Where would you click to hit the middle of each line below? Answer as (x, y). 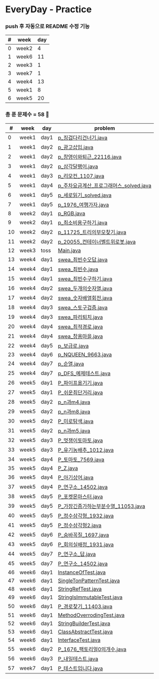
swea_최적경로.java (81, 326)
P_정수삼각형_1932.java (86, 516)
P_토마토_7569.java (81, 459)
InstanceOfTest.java (82, 572)
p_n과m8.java (74, 411)
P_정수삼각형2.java (80, 525)
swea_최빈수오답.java (83, 260)
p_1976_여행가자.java (83, 204)
